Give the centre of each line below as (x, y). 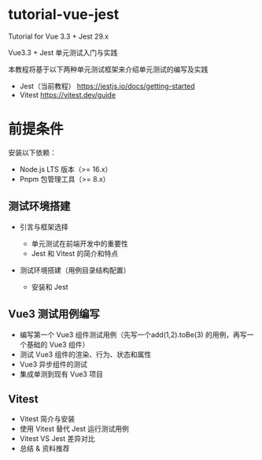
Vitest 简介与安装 (47, 419)
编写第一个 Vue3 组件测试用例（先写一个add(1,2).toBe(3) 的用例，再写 (133, 334)
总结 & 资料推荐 (44, 449)
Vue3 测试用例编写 (54, 314)
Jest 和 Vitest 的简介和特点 (75, 253)
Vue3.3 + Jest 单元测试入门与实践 (63, 52)
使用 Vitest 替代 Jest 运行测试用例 (74, 429)
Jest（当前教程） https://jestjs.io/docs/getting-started (107, 86)
